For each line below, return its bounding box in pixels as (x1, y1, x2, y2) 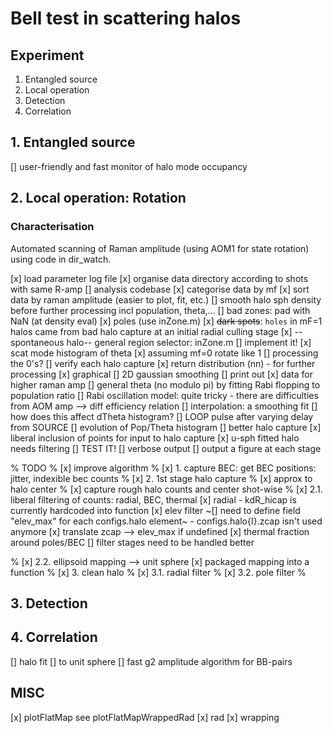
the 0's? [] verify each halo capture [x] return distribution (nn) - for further (10, 357, 316, 369)
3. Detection (10, 595, 88, 612)
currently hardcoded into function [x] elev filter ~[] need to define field (10, 504, 301, 516)
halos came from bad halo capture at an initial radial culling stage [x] (10, 325, 293, 337)
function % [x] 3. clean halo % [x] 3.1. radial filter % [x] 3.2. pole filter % (10, 566, 307, 578)
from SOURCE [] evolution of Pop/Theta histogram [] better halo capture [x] (10, 421, 322, 433)
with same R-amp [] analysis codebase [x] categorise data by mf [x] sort (10, 283, 310, 295)
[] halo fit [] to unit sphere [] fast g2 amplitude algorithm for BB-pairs (10, 655, 293, 667)
